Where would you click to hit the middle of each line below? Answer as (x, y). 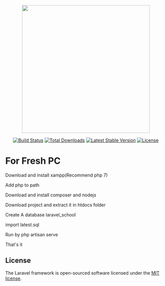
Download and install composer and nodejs (51, 195)
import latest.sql (22, 225)
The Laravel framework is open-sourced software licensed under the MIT (82, 273)
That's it (14, 244)
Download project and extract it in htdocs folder (56, 205)
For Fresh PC (33, 161)
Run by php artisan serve (32, 234)
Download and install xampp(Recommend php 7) (57, 175)
